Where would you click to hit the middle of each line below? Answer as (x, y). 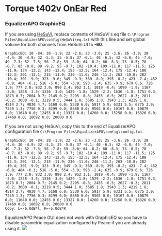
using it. (13, 229)
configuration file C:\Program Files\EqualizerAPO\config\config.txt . (74, 131)
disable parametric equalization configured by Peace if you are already (76, 223)
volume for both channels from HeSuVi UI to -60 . (54, 45)
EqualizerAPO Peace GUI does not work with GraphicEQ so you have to (76, 218)
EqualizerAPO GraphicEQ (35, 24)
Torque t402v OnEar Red (56, 9)
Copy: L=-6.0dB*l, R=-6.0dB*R (36, 209)
